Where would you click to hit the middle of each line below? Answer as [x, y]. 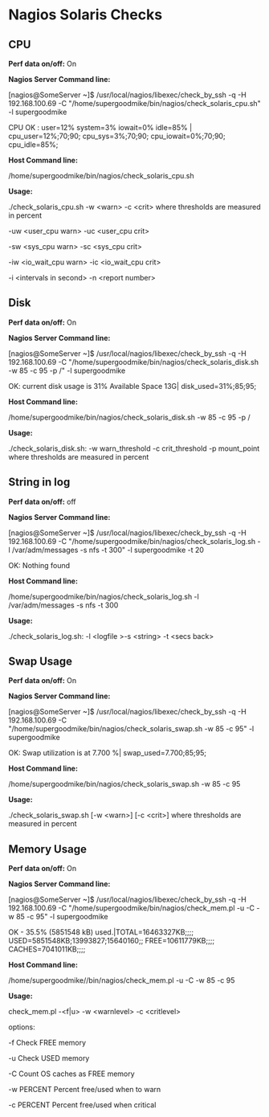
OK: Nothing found [39, 565]
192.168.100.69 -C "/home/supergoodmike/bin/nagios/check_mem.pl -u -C [132, 908]
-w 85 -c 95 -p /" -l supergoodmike [67, 370]
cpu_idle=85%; [33, 145]
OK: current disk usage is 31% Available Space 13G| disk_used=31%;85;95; [132, 386]
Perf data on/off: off [42, 501]
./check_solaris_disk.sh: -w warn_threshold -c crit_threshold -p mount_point [134, 448]
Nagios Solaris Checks [86, 15]
